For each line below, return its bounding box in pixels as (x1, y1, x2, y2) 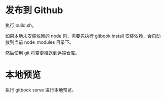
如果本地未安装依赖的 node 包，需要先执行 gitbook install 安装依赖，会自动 (5, 33, 161, 39)
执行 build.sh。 (5, 22, 36, 28)
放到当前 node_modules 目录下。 (5, 39, 74, 45)
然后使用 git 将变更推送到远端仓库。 (5, 50, 80, 56)
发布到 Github (5, 5, 63, 16)
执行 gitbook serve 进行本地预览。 (5, 86, 77, 93)
